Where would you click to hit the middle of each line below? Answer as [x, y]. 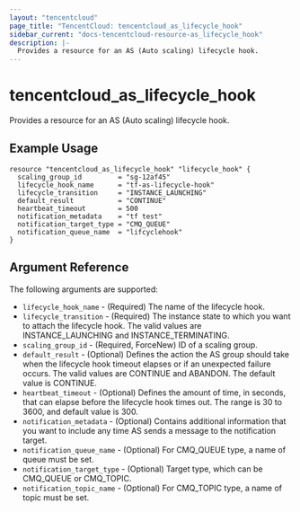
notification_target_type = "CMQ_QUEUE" [94, 224]
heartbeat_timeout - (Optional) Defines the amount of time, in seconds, [154, 393]
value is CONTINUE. [59, 383]
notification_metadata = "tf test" [90, 216]
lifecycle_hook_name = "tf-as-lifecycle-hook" [116, 185]
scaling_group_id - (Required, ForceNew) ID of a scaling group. [140, 344]
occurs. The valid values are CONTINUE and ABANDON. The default [149, 373]
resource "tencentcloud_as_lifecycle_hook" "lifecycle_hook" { [130, 169]
